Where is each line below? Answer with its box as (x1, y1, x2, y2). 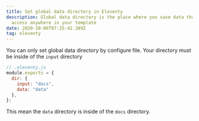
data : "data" (17, 86, 49, 92)
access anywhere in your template (11, 19, 97, 25)
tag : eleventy (6, 31, 41, 37)
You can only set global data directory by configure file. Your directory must (6, 47, 191, 54)
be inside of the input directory (6, 53, 83, 60)
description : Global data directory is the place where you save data (6, 14, 184, 20)
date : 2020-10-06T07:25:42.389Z (6, 25, 86, 31)
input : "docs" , (17, 81, 54, 87)
